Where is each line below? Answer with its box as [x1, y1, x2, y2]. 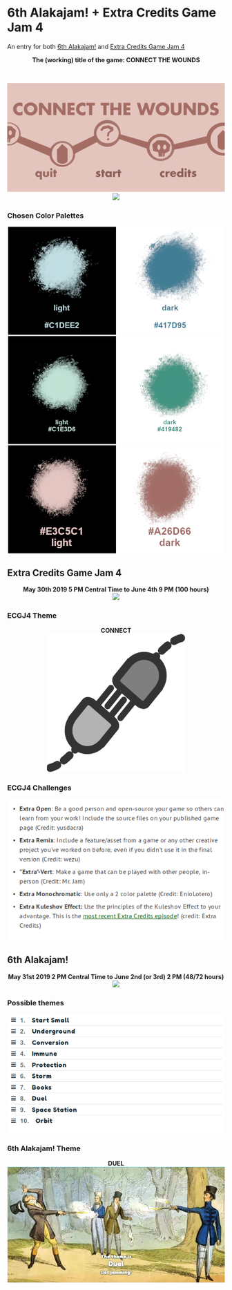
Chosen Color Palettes [7, 211, 84, 220]
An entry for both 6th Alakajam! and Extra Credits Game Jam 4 [7, 42, 185, 50]
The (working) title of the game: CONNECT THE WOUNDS [32, 55, 200, 64]
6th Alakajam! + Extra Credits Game [7, 5, 216, 21]
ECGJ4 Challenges [7, 783, 72, 793]
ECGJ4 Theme [7, 610, 57, 620]
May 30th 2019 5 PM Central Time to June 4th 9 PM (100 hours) [23, 585, 209, 594]
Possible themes [7, 998, 64, 1007]
